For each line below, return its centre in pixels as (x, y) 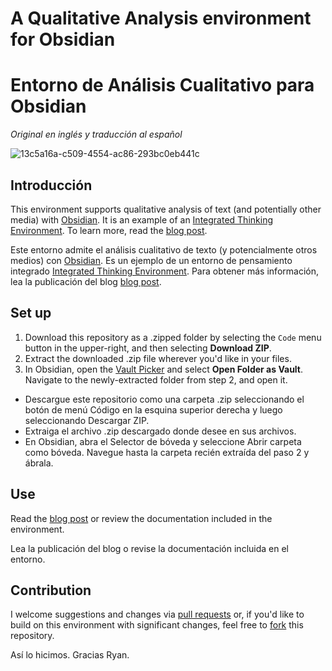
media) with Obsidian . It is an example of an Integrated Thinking (141, 219)
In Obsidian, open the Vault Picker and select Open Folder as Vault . (164, 369)
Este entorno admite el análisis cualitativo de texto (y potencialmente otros (164, 249)
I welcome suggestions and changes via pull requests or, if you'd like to (157, 614)
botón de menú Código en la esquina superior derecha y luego (153, 409)
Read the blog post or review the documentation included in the (141, 518)
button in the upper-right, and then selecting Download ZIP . (148, 348)
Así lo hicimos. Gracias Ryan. (70, 655)
